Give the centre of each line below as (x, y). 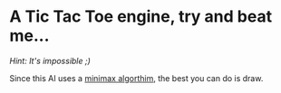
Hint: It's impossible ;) (50, 60)
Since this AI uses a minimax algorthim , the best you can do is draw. (136, 78)
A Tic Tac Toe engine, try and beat (141, 17)
